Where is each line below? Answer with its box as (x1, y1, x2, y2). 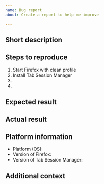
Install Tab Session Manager (12, 72, 72, 78)
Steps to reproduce (5, 53, 68, 62)
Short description (5, 35, 63, 44)
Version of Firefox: (12, 151, 52, 157)
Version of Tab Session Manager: (12, 157, 83, 163)
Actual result (5, 115, 47, 124)
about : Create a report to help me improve (5, 12, 99, 17)
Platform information (5, 132, 73, 141)
